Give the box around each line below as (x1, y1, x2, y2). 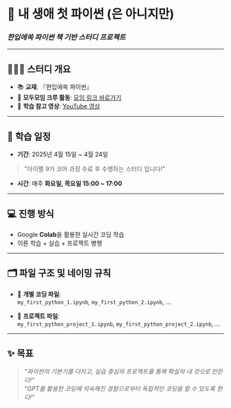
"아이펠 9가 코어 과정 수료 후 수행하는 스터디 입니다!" (23, 165, 166, 173)
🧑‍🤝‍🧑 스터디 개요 (7, 63, 71, 75)
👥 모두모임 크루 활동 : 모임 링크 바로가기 (16, 93, 122, 102)
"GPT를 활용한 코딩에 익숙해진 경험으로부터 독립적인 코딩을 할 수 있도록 (23, 384, 215, 392)
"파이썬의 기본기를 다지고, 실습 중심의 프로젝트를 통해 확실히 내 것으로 (23, 367, 211, 375)
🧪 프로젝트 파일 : (16, 312, 60, 320)
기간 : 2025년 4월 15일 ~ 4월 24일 (16, 150, 109, 159)
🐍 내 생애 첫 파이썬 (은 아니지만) (7, 6, 175, 22)
